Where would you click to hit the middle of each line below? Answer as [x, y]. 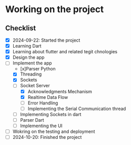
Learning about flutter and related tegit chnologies [65, 52]
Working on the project [55, 9]
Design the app [28, 57]
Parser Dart [32, 120]
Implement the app [32, 63]
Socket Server [35, 86]
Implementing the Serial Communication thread [77, 108]
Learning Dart [27, 46]
